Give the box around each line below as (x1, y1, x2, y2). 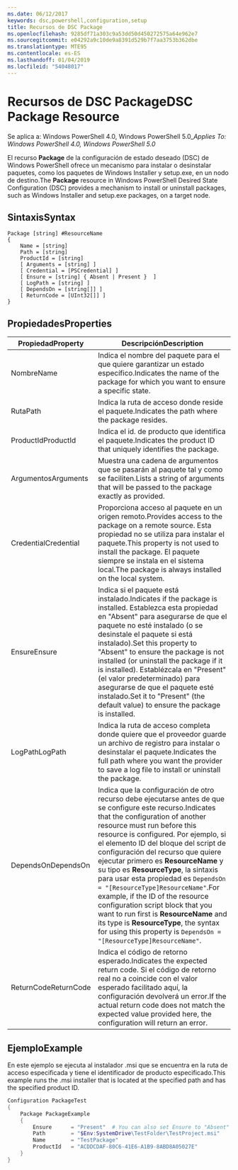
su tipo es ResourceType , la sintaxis (98, 865, 218, 875)
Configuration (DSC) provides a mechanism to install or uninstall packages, (7, 183, 227, 192)
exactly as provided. (98, 492, 165, 501)
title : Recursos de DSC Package (7, 23, 103, 30)
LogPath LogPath (11, 747, 67, 757)
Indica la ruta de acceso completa (98, 720, 211, 730)
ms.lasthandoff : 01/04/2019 (7, 57, 91, 64)
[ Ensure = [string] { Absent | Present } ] (20, 273, 157, 280)
